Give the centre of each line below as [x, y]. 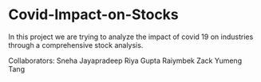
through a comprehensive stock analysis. [76, 45]
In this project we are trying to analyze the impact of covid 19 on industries [131, 37]
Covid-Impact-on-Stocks [94, 15]
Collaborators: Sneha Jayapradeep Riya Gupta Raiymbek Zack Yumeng [125, 61]
